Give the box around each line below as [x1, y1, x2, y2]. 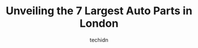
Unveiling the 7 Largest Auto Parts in [5, 4, 193, 18]
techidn [89, 36, 109, 43]
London [79, 17, 119, 30]
